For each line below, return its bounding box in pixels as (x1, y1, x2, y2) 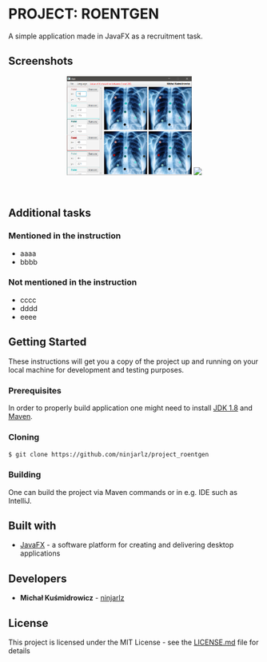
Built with (8, 519, 57, 532)
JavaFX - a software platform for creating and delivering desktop (19, 540, 234, 550)
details (8, 645, 30, 656)
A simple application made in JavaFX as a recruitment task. (8, 31, 204, 41)
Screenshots (8, 54, 74, 68)
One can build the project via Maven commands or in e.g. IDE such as (8, 487, 238, 496)
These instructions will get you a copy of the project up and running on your (8, 357, 258, 366)
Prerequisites (8, 385, 62, 396)
